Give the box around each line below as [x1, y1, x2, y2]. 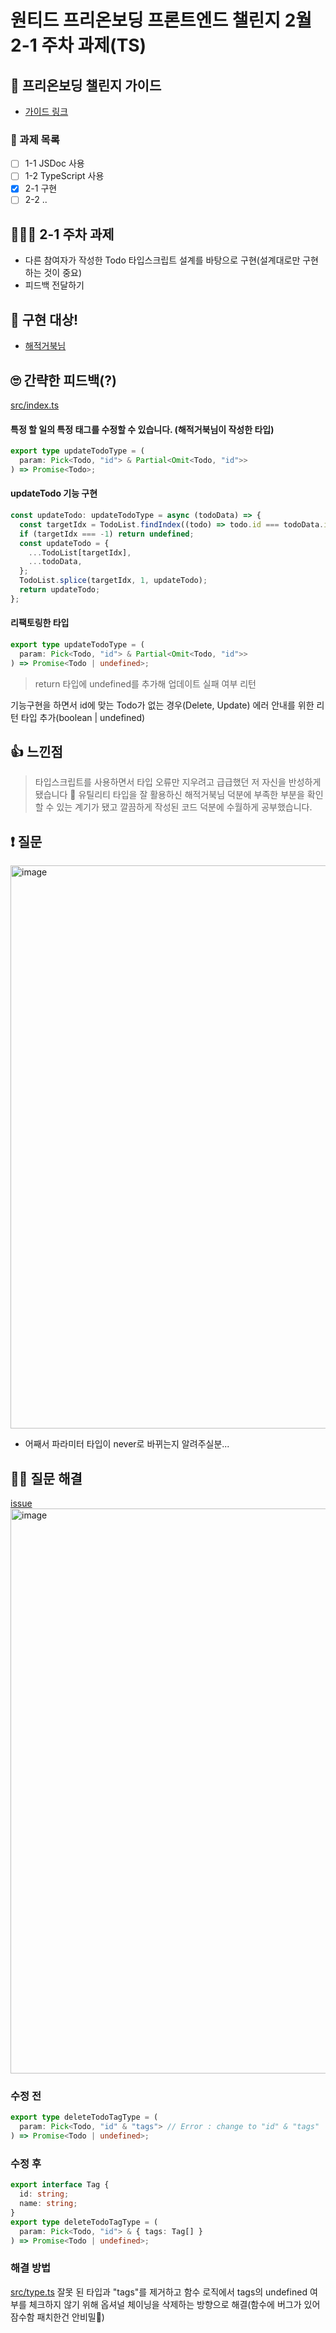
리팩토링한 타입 [10, 617, 70, 629]
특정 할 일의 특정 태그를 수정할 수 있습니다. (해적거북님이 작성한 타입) [10, 423, 275, 435]
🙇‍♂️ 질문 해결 [10, 1470, 83, 1487]
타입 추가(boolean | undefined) [20, 711, 146, 723]
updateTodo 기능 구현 [10, 487, 98, 500]
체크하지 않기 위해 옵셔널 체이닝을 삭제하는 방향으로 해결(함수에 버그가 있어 [28, 2298, 321, 2310]
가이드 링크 [24, 106, 69, 117]
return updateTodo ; [19, 585, 101, 595]
